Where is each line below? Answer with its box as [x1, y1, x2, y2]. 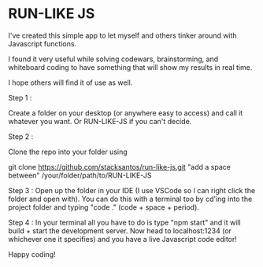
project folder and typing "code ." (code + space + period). [8, 202, 199, 212]
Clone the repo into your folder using [8, 147, 128, 156]
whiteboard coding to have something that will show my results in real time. [8, 62, 253, 71]
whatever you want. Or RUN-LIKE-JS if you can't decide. [8, 116, 192, 126]
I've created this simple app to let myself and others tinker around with [8, 31, 238, 40]
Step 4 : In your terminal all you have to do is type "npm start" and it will [8, 218, 242, 227]
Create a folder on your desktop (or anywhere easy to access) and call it [8, 108, 243, 118]
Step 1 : [8, 93, 32, 102]
